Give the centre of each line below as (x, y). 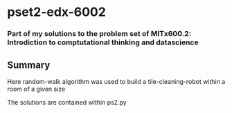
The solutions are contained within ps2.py (67, 102)
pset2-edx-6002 (56, 12)
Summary (29, 65)
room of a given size (36, 89)
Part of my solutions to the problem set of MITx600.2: (99, 34)
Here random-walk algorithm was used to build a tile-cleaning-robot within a (116, 81)
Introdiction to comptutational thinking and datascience (103, 42)
